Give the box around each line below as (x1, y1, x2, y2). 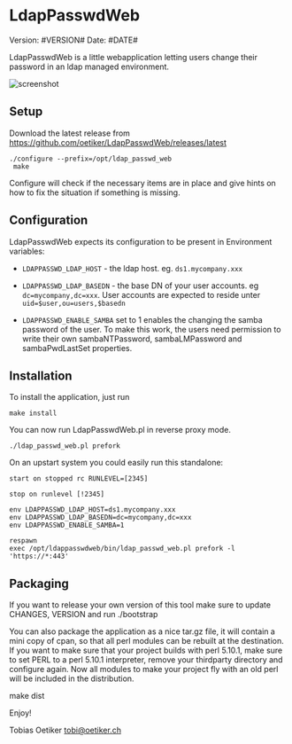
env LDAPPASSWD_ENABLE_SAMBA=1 (9, 521, 125, 530)
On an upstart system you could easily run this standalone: (9, 458, 224, 468)
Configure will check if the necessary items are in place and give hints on (9, 177, 276, 188)
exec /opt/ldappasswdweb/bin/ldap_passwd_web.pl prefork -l (9, 544, 236, 553)
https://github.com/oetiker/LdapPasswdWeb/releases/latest (9, 137, 227, 147)
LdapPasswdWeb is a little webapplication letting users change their (9, 51, 258, 62)
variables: (9, 246, 45, 256)
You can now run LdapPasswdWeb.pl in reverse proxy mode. (9, 425, 232, 435)
